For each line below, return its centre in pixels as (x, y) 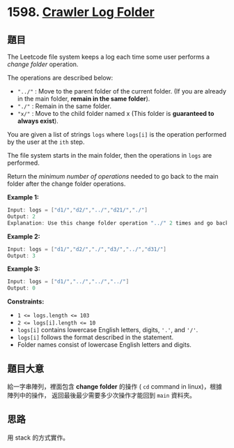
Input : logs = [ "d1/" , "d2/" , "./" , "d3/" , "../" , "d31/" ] (87, 249)
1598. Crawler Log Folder (81, 12)
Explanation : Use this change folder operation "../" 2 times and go (110, 223)
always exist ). (38, 121)
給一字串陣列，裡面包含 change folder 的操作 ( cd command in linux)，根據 (115, 386)
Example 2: (24, 236)
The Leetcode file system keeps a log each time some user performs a (109, 57)
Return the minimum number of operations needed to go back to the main (113, 176)
